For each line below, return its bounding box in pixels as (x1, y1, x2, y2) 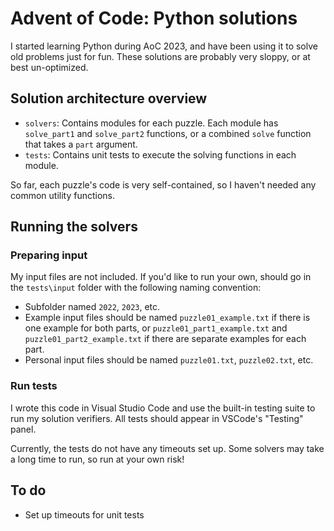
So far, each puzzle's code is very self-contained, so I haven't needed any (10, 178, 317, 191)
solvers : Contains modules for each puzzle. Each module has (24, 117, 279, 129)
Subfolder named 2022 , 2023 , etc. (24, 301, 161, 313)
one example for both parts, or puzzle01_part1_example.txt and (24, 322, 288, 334)
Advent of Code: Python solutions (10, 7, 298, 30)
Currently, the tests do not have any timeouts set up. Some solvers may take (10, 442, 325, 454)
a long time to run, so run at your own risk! (10, 453, 185, 465)
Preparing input (10, 248, 88, 262)
